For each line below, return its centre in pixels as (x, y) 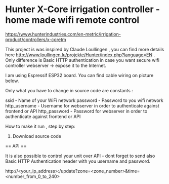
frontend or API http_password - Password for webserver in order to (76, 111)
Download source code (37, 136)
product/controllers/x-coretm (36, 40)
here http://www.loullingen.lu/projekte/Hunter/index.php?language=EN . (80, 55)
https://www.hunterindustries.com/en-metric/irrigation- (63, 34)
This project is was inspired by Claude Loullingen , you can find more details (85, 49)
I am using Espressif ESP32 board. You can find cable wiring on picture (79, 75)
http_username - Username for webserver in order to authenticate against (82, 105)
